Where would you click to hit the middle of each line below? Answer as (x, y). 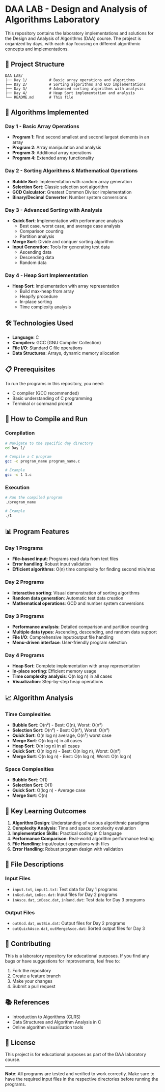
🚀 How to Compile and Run (46, 419)
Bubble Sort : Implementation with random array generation (72, 181)
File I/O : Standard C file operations (47, 348)
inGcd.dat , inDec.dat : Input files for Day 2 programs (65, 894)
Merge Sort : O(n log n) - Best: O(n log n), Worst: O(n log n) (72, 756)
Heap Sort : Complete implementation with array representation (76, 666)
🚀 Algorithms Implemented (47, 113)
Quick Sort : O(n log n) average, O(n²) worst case (62, 735)
